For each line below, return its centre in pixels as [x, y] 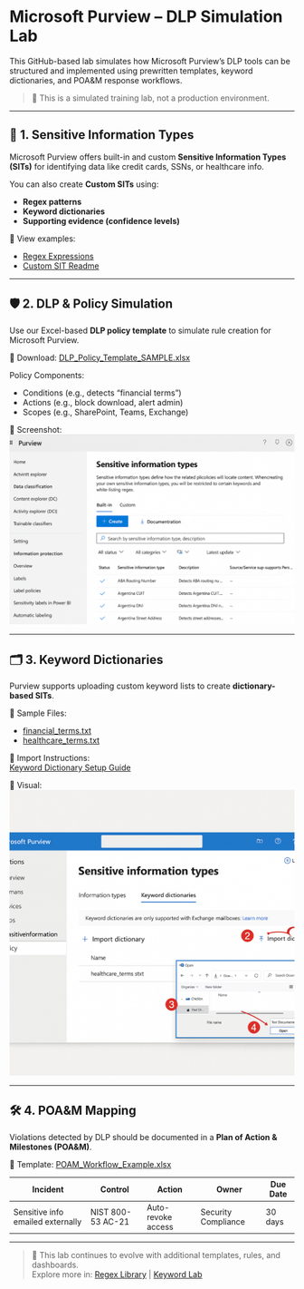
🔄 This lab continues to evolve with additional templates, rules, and [156, 1255]
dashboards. [55, 1265]
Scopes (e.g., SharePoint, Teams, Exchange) [105, 412]
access [160, 1226]
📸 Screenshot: [36, 429]
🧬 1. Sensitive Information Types [102, 135]
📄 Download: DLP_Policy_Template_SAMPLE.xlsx [100, 357]
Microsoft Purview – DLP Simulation [146, 17]
